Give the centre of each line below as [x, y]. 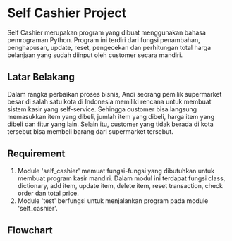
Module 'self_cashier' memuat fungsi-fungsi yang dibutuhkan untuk [116, 171]
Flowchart [30, 230]
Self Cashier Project [67, 13]
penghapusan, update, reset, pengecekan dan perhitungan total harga [109, 47]
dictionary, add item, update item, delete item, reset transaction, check [120, 185]
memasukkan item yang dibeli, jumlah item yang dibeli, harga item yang [111, 116]
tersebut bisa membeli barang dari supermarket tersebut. [91, 131]
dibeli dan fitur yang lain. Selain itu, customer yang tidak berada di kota [110, 124]
